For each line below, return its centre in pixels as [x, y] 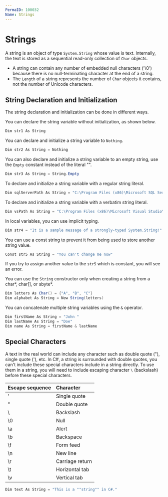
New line [66, 453]
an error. [14, 269]
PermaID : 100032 [22, 10]
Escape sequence [29, 388]
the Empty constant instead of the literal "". [48, 164]
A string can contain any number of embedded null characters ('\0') [82, 68]
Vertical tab [69, 477]
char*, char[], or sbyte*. [29, 284]
